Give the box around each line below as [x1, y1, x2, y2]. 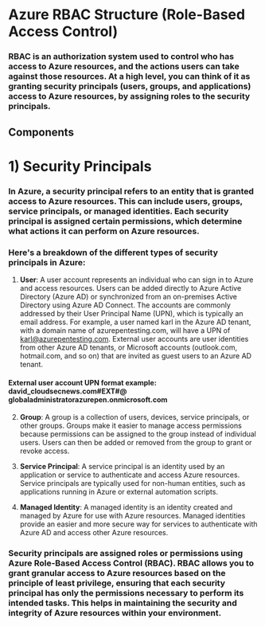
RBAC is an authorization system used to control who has [8, 51, 235, 62]
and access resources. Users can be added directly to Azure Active [19, 283, 242, 292]
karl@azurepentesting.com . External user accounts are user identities [19, 334, 249, 343]
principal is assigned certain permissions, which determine [8, 215, 243, 226]
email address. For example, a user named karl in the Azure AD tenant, [19, 317, 251, 327]
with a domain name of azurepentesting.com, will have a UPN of [19, 325, 231, 335]
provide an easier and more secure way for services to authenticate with [19, 519, 258, 529]
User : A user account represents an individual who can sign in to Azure [19, 275, 254, 284]
